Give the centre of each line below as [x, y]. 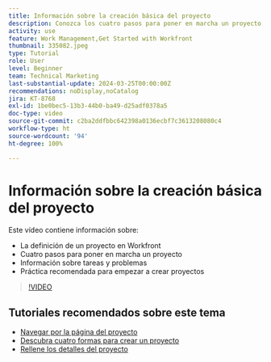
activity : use [32, 31]
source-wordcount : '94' [48, 136]
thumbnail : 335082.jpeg [48, 46]
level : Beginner [35, 69]
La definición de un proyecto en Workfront [90, 246]
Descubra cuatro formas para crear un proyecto [100, 341]
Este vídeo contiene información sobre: [73, 230]
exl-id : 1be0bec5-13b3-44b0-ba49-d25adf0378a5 [88, 106]
